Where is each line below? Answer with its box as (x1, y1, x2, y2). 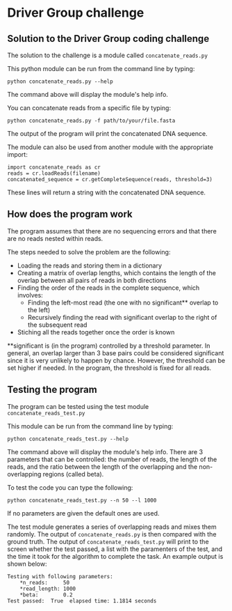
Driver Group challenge (7, 5, 144, 21)
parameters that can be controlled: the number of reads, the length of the (7, 455, 217, 463)
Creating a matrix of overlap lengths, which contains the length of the (17, 268, 217, 277)
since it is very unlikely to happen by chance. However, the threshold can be (7, 356, 226, 364)
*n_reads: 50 (19, 579, 70, 586)
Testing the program (7, 384, 97, 396)
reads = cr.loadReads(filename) (7, 170, 101, 177)
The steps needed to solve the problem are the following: (7, 247, 171, 256)
